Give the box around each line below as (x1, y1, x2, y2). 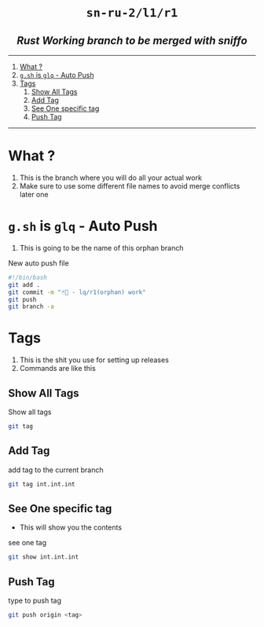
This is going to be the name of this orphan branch (19, 243, 184, 252)
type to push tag (8, 596, 61, 606)
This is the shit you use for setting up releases (19, 355, 169, 365)
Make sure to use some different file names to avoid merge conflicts (19, 181, 240, 190)
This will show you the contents (19, 522, 123, 532)
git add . (8, 280, 41, 288)
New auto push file (8, 258, 69, 268)
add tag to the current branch (8, 465, 104, 475)
